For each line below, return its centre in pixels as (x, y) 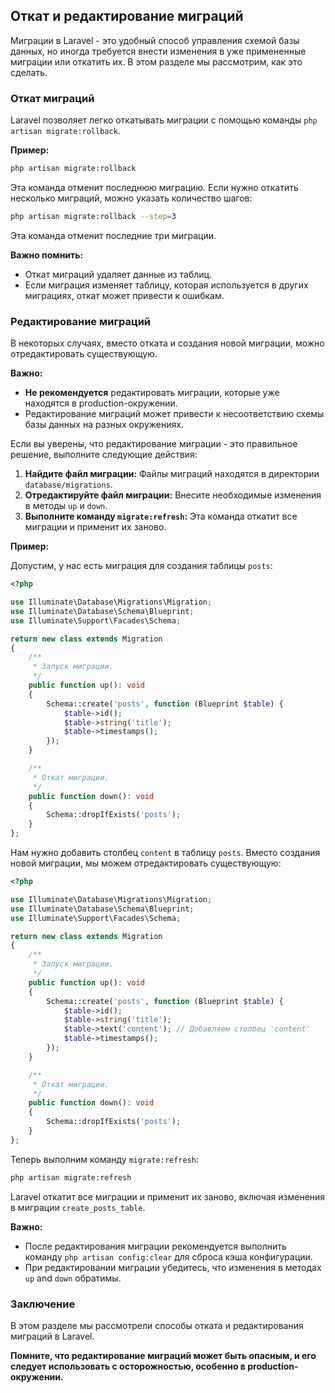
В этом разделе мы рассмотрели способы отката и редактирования (157, 1325)
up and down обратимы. (73, 1278)
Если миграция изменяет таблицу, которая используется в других (166, 285)
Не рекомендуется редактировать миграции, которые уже (152, 393)
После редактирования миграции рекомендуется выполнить (155, 1246)
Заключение (43, 1304)
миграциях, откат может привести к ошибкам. (124, 295)
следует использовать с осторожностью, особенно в (128, 1366)
